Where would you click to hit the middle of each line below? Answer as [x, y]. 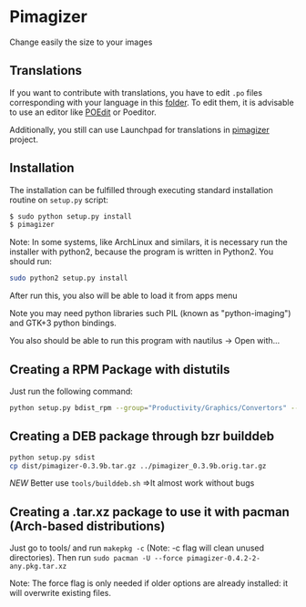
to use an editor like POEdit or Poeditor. [83, 112]
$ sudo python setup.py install [71, 216]
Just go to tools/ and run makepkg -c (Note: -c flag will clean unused [137, 548]
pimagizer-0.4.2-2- [224, 559]
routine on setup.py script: [59, 200]
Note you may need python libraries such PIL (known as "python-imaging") [150, 314]
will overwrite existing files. [61, 593]
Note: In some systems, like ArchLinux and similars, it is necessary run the [149, 242]
